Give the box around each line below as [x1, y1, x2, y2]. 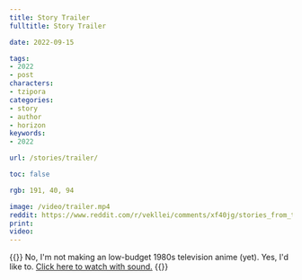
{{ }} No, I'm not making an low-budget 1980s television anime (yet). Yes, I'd [9, 252, 289, 263]
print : [9, 219, 34, 228]
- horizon [9, 120, 47, 130]
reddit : [9, 210, 39, 220]
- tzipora [9, 87, 47, 96]
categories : [9, 95, 54, 104]
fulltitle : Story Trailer [9, 22, 106, 31]
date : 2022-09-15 [9, 38, 75, 47]
